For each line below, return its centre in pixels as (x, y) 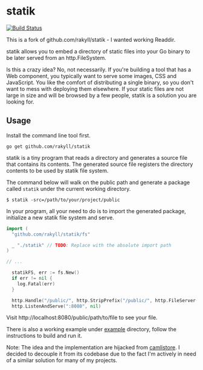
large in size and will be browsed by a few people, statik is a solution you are (101, 95)
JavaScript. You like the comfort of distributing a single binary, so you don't (100, 82)
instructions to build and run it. (44, 336)
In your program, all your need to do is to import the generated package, (96, 211)
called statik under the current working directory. (69, 188)
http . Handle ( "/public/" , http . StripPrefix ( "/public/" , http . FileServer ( (105, 300)
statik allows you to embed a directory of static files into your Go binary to (98, 51)
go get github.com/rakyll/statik (48, 147)
